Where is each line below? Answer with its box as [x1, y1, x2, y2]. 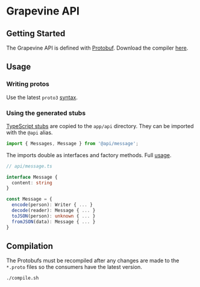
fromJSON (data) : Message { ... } [11, 219, 96, 225]
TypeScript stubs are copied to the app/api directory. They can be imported [6, 122, 194, 129]
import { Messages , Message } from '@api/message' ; [6, 140, 139, 146]
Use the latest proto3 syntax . [6, 94, 78, 101]
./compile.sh [6, 275, 39, 282]
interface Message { [6, 174, 58, 180]
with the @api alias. [6, 129, 53, 136]
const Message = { [6, 196, 52, 202]
